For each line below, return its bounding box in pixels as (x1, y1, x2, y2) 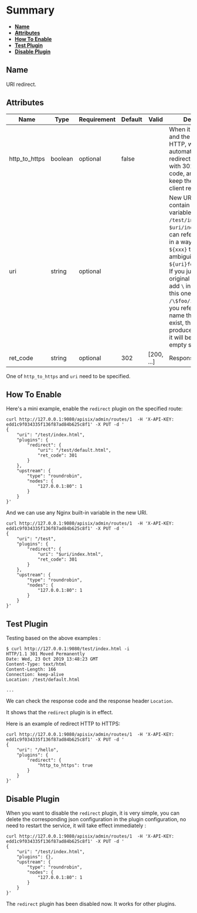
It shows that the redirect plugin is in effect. (6, 709, 113, 716)
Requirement (79, 115, 116, 124)
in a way (169, 238, 192, 246)
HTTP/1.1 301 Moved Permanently (6, 651, 85, 657)
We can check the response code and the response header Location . (6, 698, 174, 705)
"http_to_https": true (37, 762, 93, 768)
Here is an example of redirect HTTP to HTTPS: (6, 720, 121, 727)
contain (169, 201, 190, 209)
